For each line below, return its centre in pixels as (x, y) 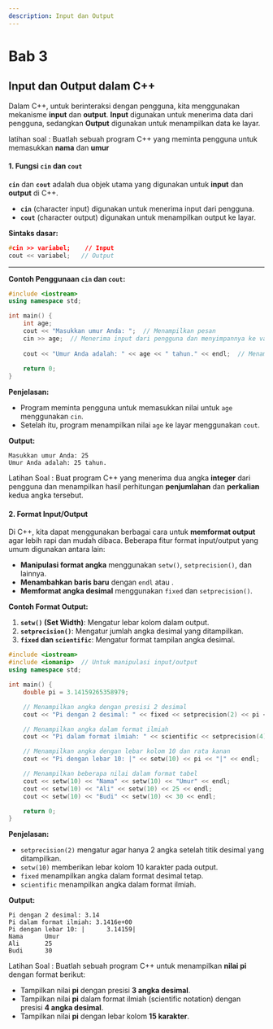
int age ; (38, 324)
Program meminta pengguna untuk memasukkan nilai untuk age (126, 408)
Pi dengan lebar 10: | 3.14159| (72, 930)
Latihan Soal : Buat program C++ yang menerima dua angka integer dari (130, 478)
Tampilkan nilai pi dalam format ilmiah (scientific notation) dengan (130, 999)
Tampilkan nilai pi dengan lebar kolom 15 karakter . (104, 1016)
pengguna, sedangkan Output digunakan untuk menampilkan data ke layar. (134, 123)
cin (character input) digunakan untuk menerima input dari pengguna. (137, 208)
